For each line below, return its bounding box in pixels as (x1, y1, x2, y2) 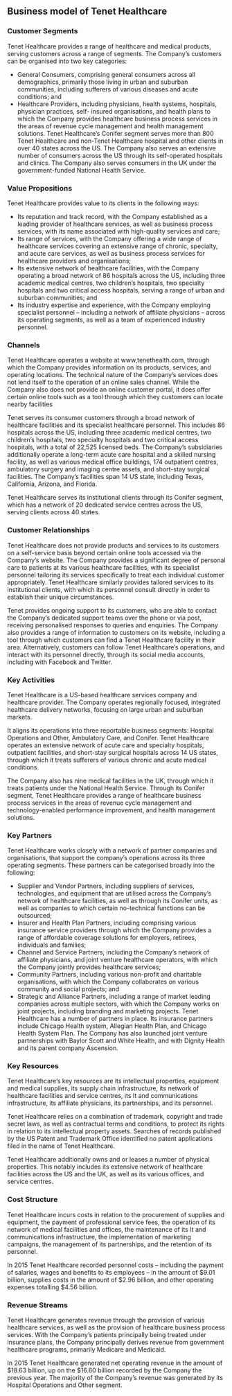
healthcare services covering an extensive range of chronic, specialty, (17, 242, 218, 250)
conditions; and (17, 92, 62, 101)
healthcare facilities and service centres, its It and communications (7, 1092, 199, 1100)
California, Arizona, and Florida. (7, 480, 98, 488)
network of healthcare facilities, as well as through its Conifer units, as (17, 897, 218, 905)
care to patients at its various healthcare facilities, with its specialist (7, 563, 200, 571)
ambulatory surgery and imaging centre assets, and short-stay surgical (7, 465, 210, 473)
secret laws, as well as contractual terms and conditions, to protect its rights (7, 1119, 225, 1128)
